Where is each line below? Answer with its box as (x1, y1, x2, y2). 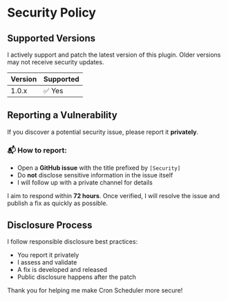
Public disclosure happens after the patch (17, 273, 136, 281)
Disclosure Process (7, 219, 93, 231)
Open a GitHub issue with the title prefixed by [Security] (17, 164, 181, 172)
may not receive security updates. (7, 58, 104, 66)
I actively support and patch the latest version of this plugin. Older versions (7, 50, 221, 59)
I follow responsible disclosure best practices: (7, 237, 138, 246)
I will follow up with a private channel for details (17, 178, 153, 187)
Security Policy (7, 5, 97, 21)
